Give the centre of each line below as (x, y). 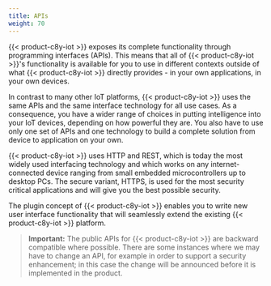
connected (26, 173)
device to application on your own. (66, 139)
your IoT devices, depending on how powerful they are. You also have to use (136, 122)
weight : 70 (27, 23)
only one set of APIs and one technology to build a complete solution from (132, 131)
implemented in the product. (75, 273)
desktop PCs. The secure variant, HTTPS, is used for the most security (126, 181)
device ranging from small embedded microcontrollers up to (146, 173)
